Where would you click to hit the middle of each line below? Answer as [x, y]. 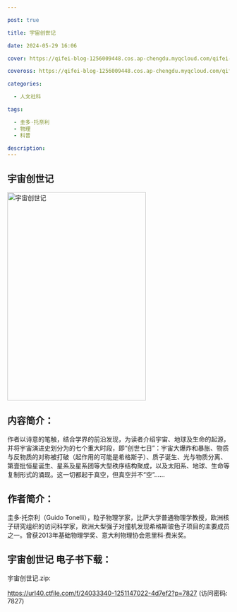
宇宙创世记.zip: [29, 578]
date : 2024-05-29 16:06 [42, 46]
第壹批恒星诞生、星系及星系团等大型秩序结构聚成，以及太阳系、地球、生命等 [119, 466]
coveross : [22, 71]
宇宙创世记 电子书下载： [59, 560]
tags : [15, 110]
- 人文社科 [28, 97]
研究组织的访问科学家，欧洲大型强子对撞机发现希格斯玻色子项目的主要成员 [121, 526]
